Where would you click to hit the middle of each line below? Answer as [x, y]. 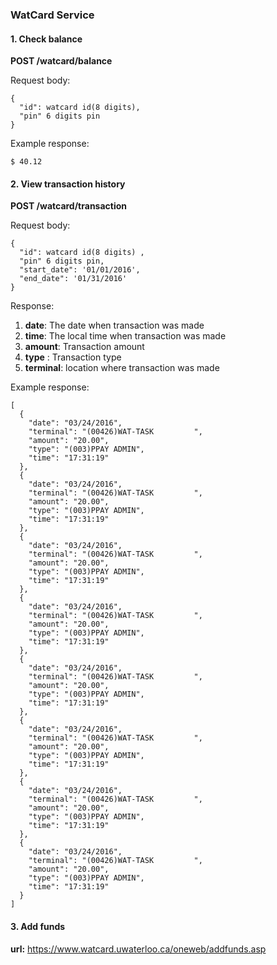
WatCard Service [52, 15]
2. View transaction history [68, 184]
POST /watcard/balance [61, 61]
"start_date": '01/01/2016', [80, 270]
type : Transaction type [73, 357]
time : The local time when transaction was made [125, 336]
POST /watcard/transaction [69, 206]
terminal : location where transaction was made [122, 368]
